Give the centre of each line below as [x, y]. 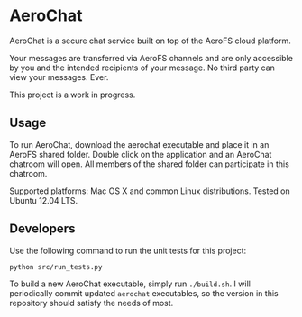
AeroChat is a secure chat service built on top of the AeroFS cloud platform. [150, 41]
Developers [42, 229]
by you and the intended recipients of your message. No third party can [142, 68]
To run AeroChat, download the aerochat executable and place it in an [139, 144]
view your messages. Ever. [59, 77]
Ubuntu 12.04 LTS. [44, 200]
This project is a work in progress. [73, 95]
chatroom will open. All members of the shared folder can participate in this [150, 164]
